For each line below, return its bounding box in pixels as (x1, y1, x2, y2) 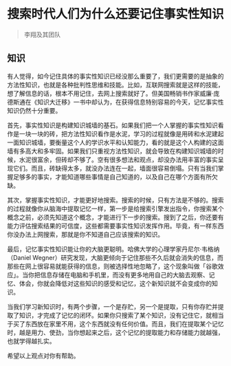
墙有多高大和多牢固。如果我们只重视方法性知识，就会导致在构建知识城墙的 (7, 147, 218, 155)
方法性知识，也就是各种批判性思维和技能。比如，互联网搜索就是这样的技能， (7, 80, 224, 89)
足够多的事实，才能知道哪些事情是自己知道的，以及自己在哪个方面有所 (12, 173, 212, 181)
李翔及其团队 (23, 30, 60, 39)
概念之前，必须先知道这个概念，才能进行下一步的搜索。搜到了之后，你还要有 (7, 213, 224, 221)
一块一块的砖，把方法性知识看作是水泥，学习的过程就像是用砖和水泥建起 (19, 129, 224, 138)
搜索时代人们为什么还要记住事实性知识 (7, 6, 225, 22)
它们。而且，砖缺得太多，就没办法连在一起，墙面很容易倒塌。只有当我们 (12, 164, 218, 172)
